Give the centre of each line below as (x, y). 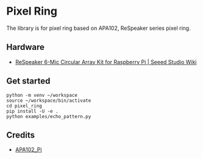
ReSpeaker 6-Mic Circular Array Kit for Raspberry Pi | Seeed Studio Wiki (106, 62)
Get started (28, 81)
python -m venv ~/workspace (42, 95)
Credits (21, 135)
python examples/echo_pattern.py (49, 116)
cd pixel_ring (24, 106)
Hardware (25, 47)
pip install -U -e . (33, 111)
